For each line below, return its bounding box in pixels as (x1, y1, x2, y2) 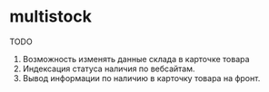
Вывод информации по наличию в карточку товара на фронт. (22, 72, 261, 83)
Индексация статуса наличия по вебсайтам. (22, 63, 195, 74)
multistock (9, 6, 93, 27)
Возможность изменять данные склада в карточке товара (22, 53, 250, 64)
